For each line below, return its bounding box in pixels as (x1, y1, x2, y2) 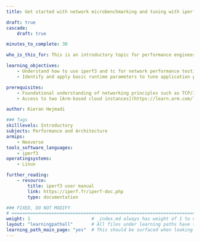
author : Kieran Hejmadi (6, 106, 65, 112)
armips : (6, 133, 26, 140)
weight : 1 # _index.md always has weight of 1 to (6, 216, 190, 222)
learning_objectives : (6, 63, 60, 69)
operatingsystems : (6, 156, 52, 162)
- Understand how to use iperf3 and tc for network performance (17, 68, 180, 74)
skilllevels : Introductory (6, 122, 73, 128)
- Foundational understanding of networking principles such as (17, 90, 180, 96)
